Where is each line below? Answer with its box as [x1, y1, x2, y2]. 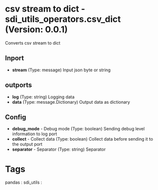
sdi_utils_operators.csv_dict [5, 14, 121, 25]
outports [5, 81, 33, 89]
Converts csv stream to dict [5, 40, 61, 46]
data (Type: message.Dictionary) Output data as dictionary [12, 99, 130, 105]
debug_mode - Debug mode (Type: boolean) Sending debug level [12, 126, 145, 132]
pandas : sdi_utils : [5, 179, 42, 185]
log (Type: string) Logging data [12, 94, 75, 100]
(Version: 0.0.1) [5, 24, 68, 35]
